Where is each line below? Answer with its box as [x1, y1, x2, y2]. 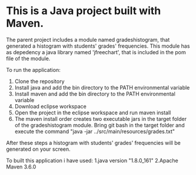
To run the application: [6, 66, 61, 73]
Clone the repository [14, 78, 65, 85]
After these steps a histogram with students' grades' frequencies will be [6, 139, 181, 146]
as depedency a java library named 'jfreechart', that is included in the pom [6, 48, 187, 55]
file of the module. [6, 55, 51, 62]
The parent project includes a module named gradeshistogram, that [6, 36, 170, 43]
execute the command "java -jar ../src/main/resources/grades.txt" [14, 128, 175, 135]
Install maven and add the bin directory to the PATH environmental [14, 90, 175, 97]
